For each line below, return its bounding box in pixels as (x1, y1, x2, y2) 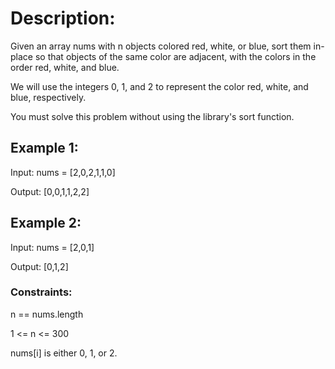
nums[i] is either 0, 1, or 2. (10, 347, 118, 359)
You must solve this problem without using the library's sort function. (10, 110, 295, 122)
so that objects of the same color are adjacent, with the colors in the (34, 50, 317, 62)
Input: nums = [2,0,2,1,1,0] (10, 166, 116, 178)
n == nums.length (10, 308, 84, 320)
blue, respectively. (10, 91, 87, 103)
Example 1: (10, 140, 79, 157)
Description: (10, 7, 116, 30)
